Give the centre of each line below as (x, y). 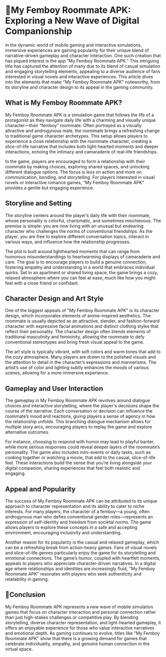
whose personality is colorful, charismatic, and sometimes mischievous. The (83, 220)
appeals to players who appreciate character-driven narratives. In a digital (81, 563)
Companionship (39, 31)
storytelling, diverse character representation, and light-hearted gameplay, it (83, 622)
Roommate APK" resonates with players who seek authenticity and (73, 574)
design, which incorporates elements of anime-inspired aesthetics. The (78, 316)
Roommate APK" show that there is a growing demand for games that (76, 638)
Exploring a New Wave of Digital (72, 21)
